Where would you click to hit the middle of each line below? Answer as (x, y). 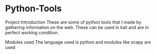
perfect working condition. (32, 32)
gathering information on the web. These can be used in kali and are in (77, 27)
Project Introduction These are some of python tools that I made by (73, 22)
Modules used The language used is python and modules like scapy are (78, 42)
